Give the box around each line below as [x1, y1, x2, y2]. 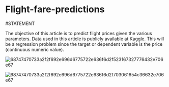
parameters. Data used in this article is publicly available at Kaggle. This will [5, 36, 164, 42]
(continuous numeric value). [5, 46, 65, 52]
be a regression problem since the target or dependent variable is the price [5, 41, 163, 47]
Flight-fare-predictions [5, 4, 105, 15]
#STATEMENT [5, 20, 35, 26]
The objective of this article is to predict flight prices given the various [5, 30, 152, 36]
